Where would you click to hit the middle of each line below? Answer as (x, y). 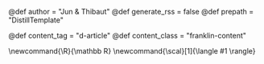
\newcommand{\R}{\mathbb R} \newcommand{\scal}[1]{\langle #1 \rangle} (132, 51)
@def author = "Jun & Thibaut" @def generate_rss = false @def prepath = (131, 12)
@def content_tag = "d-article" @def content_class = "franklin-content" (128, 36)
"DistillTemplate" (36, 20)
